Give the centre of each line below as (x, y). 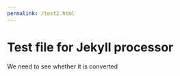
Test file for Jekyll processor (90, 47)
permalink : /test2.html (41, 13)
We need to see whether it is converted (63, 66)
